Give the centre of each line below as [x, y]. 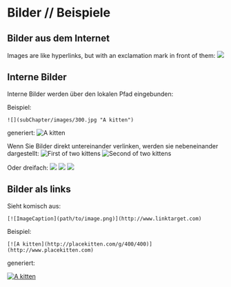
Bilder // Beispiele [59, 13]
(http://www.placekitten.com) [51, 250]
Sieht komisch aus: [34, 206]
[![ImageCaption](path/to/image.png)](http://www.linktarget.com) [104, 219]
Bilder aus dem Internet [59, 38]
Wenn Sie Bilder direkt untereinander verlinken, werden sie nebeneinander [113, 146]
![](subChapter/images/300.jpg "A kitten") [71, 120]
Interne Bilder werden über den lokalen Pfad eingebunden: [90, 94]
